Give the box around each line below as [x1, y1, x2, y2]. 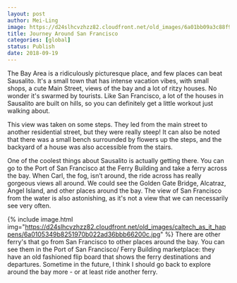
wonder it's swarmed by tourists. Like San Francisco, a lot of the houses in [7, 91, 224, 100]
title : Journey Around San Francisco [7, 30, 119, 37]
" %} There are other [159, 230, 221, 239]
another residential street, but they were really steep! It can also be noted [7, 128, 220, 136]
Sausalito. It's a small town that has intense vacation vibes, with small [7, 76, 209, 85]
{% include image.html [7, 215, 73, 223]
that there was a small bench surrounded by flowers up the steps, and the [7, 135, 222, 143]
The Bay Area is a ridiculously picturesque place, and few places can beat [7, 68, 222, 78]
